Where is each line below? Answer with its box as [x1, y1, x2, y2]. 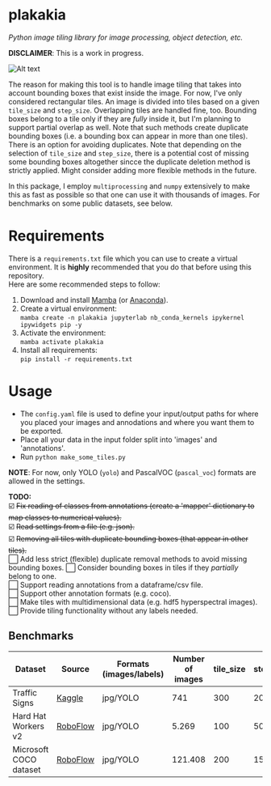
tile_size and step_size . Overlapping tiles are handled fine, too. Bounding [8, 105, 256, 115]
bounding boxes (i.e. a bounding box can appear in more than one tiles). [8, 131, 248, 141]
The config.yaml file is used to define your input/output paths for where [19, 409, 259, 418]
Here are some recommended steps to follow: [8, 279, 161, 289]
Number [173, 653, 206, 665]
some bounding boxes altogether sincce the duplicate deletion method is [8, 156, 251, 167]
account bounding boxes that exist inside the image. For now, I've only [8, 87, 243, 98]
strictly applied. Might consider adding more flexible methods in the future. [8, 165, 257, 175]
